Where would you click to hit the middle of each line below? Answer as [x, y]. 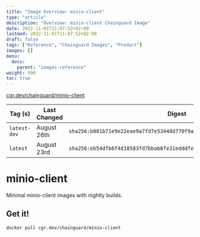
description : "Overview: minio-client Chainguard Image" [78, 23]
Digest [177, 114]
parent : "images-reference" [51, 67]
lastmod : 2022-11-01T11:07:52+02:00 [51, 34]
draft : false [22, 39]
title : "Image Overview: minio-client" [56, 12]
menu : [13, 56]
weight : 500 [21, 73]
